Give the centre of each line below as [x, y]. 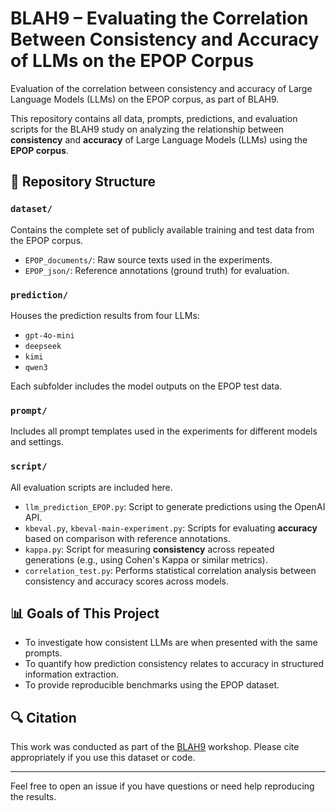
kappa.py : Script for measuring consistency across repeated [149, 549]
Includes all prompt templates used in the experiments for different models [164, 431]
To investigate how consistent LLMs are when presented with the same [171, 643]
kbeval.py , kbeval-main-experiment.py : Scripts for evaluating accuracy [171, 528]
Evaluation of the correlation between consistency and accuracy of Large [161, 88]
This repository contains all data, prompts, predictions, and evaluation [154, 118]
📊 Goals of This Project [85, 613]
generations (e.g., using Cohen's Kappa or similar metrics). [146, 559]
